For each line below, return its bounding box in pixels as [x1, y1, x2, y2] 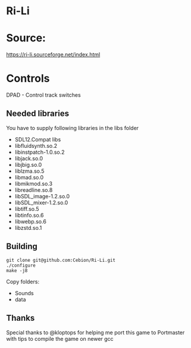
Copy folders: [6, 278, 40, 285]
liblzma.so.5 [14, 167, 45, 175]
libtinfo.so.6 [14, 211, 44, 219]
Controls [6, 72, 50, 86]
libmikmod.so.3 [14, 180, 52, 187]
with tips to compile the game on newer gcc [6, 335, 114, 342]
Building [6, 242, 37, 252]
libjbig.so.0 [14, 161, 42, 168]
